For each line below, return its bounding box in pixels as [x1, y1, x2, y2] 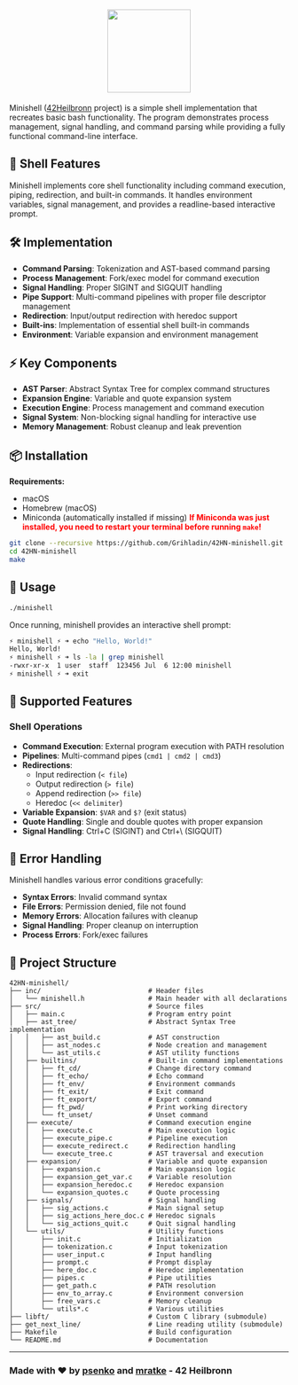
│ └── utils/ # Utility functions [9, 1227, 224, 1236]
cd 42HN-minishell [9, 547, 77, 556]
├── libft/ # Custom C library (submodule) [9, 1312, 268, 1321]
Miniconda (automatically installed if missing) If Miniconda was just [21, 513, 271, 523]
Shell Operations [9, 721, 82, 733]
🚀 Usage [9, 580, 56, 595]
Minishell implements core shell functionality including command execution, [9, 180, 286, 191]
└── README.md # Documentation [9, 1335, 208, 1345]
